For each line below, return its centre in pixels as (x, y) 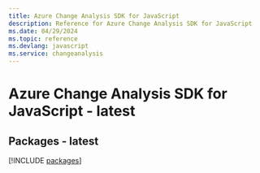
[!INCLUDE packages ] (45, 160)
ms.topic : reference (43, 39)
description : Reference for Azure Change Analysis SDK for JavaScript (130, 24)
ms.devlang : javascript (49, 46)
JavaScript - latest (72, 111)
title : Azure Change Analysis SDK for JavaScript (94, 16)
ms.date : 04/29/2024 (43, 31)
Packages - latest (54, 141)
